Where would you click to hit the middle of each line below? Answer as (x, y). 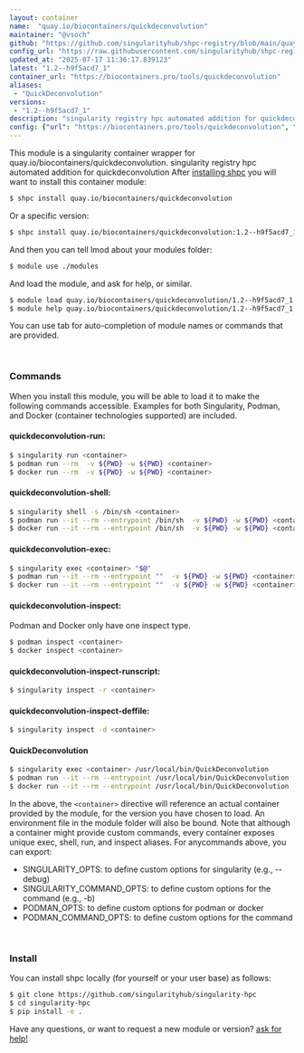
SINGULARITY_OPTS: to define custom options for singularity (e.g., (147, 869)
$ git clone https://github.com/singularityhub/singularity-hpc (133, 995)
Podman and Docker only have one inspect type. (100, 626)
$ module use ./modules (54, 266)
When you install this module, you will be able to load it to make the (135, 396)
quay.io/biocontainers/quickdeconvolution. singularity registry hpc (133, 163)
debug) (36, 879)
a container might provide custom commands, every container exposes (142, 833)
